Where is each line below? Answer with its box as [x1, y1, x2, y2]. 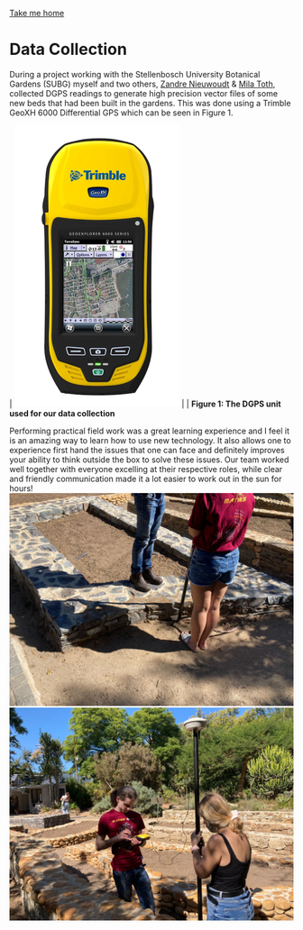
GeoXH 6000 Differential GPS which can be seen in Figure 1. [9, 107, 234, 118]
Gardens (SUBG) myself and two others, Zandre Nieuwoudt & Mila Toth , [9, 78, 276, 89]
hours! [9, 482, 33, 494]
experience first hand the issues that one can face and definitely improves [9, 444, 286, 455]
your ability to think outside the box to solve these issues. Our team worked [9, 454, 289, 465]
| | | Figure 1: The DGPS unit [9, 398, 281, 409]
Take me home [9, 8, 65, 18]
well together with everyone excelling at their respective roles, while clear [9, 463, 283, 474]
